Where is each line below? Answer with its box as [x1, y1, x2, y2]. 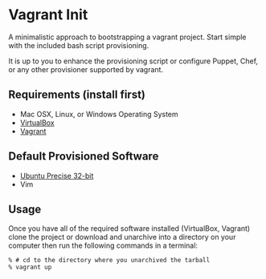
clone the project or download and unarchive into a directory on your [8, 232, 236, 242]
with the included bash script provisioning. [8, 40, 149, 50]
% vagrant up [8, 263, 52, 272]
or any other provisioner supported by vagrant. [8, 64, 163, 74]
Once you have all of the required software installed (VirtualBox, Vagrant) [8, 224, 251, 233]
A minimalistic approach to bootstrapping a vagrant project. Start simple [8, 32, 247, 42]
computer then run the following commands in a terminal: [8, 241, 198, 250]
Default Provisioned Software [8, 150, 159, 164]
